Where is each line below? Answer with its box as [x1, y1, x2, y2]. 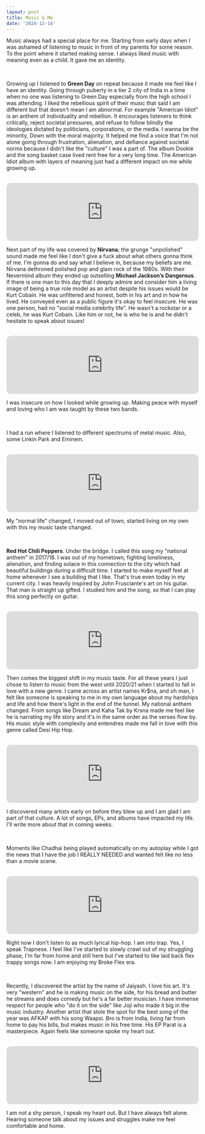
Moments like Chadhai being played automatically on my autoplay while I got [6, 845, 199, 852]
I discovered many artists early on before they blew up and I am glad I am [6, 808, 191, 815]
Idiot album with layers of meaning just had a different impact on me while [6, 158, 192, 165]
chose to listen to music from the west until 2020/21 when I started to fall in [6, 681, 196, 688]
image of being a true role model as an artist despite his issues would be [6, 285, 189, 292]
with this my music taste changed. [6, 524, 93, 531]
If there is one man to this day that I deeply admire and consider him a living [6, 278, 197, 286]
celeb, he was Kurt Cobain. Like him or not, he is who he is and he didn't [6, 311, 188, 318]
